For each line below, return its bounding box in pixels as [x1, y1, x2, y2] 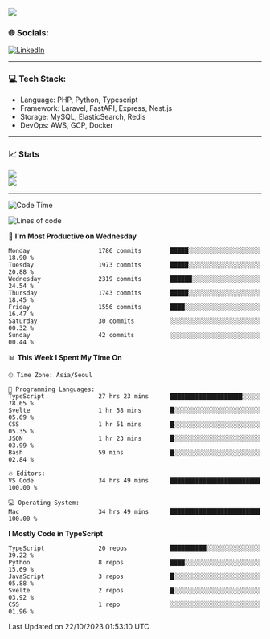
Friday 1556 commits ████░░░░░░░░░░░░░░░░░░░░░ [8, 303, 261, 311]
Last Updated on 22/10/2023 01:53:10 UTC [8, 621, 150, 631]
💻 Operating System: [8, 499, 80, 507]
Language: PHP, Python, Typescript [19, 95, 138, 104]
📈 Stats [8, 149, 40, 160]
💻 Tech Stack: [8, 73, 67, 84]
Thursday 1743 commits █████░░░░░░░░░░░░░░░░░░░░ [8, 289, 261, 297]
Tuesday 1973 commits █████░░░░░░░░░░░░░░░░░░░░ [8, 261, 261, 269]
